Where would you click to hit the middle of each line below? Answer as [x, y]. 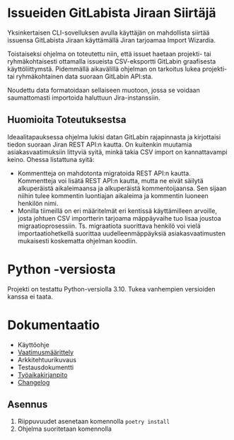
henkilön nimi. [38, 203]
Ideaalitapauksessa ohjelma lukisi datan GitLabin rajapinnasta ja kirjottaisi [114, 137]
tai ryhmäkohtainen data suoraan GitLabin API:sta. [80, 76]
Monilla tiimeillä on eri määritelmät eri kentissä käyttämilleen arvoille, [117, 211]
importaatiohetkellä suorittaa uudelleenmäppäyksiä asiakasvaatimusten [122, 233]
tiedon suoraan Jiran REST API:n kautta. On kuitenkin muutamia [100, 144]
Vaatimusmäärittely [46, 352]
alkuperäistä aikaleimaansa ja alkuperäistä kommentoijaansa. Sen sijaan [122, 188]
